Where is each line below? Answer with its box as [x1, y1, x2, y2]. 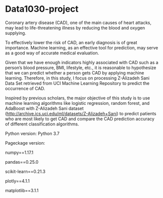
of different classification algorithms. [5, 121, 79, 127]
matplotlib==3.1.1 [5, 187, 39, 193]
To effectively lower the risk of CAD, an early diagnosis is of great [5, 39, 138, 45]
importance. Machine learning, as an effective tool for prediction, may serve [5, 45, 158, 50]
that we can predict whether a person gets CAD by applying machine [5, 70, 144, 75]
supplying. [5, 30, 26, 36]
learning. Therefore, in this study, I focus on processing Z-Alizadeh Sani [5, 75, 150, 81]
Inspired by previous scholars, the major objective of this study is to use [5, 95, 150, 101]
